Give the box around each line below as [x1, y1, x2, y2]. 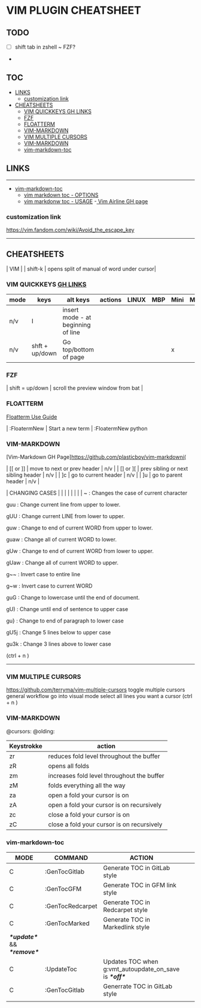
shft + [32, 342, 48, 350]
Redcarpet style [103, 905, 148, 914]
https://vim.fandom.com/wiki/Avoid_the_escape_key [6, 226, 135, 233]
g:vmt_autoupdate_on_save [103, 965, 180, 973]
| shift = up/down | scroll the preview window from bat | [6, 384, 144, 392]
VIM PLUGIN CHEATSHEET [6, 4, 142, 17]
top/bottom [62, 345, 95, 354]
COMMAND [54, 853, 89, 862]
